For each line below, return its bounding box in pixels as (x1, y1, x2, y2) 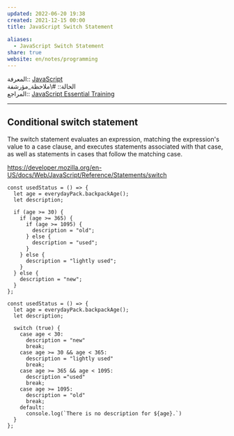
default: (19, 404, 45, 411)
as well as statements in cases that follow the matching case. (7, 149, 183, 158)
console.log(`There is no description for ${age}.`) (25, 409, 182, 417)
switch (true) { (13, 324, 61, 331)
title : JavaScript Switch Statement (7, 23, 114, 30)
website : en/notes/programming (7, 56, 98, 63)
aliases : (7, 36, 33, 43)
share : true (7, 50, 42, 57)
